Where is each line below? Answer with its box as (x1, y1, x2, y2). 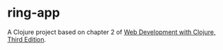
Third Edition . (7, 35, 47, 43)
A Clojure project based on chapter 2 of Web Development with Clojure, (7, 28, 216, 36)
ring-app (7, 5, 60, 21)
